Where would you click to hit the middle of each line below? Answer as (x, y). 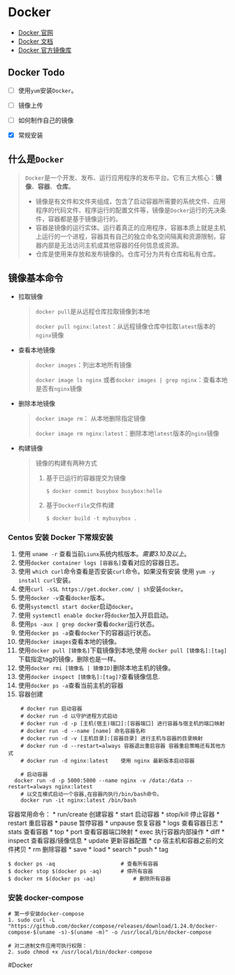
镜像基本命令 (36, 278)
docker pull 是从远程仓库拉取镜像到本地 (93, 311)
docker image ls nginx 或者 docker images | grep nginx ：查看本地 (131, 379)
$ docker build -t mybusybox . (91, 518)
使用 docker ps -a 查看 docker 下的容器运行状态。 (86, 633)
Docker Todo (36, 73)
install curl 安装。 (46, 580)
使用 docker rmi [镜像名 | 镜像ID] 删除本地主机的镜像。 (96, 668)
